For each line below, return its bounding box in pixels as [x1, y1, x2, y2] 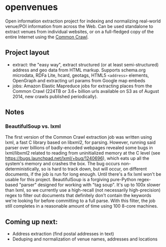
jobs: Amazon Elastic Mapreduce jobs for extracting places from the [12, 83, 153, 89]
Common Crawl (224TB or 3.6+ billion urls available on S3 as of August [12, 88, 160, 94]
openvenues [5, 1, 58, 13]
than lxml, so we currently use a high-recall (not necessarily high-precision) [5, 187, 161, 193]
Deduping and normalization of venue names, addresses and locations [12, 236, 158, 242]
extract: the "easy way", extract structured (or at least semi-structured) [12, 61, 159, 67]
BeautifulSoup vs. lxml [5, 123, 61, 130]
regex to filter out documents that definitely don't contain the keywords [5, 193, 152, 199]
